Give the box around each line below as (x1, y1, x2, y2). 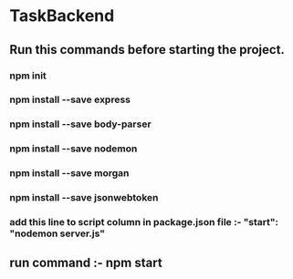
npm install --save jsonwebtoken (9, 191, 159, 204)
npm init (9, 69, 47, 82)
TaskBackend (9, 5, 115, 26)
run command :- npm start (9, 255, 162, 271)
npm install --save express (9, 93, 131, 106)
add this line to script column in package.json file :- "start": (9, 216, 279, 229)
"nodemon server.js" (9, 227, 106, 240)
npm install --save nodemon (9, 142, 138, 155)
